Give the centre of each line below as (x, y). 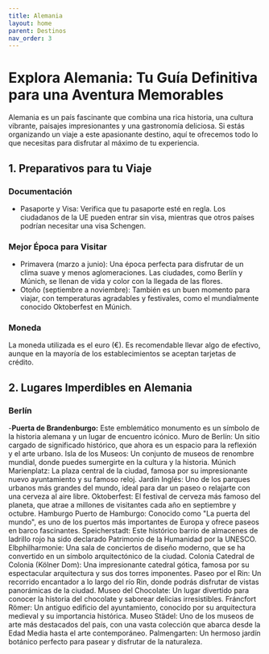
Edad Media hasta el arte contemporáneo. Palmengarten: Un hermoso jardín (134, 633)
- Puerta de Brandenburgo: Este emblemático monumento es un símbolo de (134, 428)
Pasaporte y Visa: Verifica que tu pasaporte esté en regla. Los (123, 208)
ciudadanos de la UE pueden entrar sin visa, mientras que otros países (137, 217)
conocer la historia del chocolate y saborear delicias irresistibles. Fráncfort (132, 599)
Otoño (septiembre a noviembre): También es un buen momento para (135, 290)
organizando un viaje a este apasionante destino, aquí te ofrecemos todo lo (133, 134)
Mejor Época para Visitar (58, 246)
